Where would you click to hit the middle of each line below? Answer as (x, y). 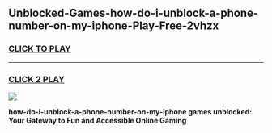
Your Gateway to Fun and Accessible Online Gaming (98, 120)
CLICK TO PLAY (40, 49)
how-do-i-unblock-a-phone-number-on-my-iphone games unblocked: (130, 111)
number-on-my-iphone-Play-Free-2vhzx (114, 26)
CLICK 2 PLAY (36, 79)
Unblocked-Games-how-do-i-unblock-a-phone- (134, 13)
